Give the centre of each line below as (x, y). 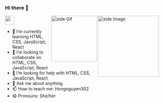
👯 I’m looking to (28, 52)
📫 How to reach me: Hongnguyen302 (51, 89)
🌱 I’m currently (27, 32)
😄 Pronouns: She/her (34, 96)
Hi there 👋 (17, 8)
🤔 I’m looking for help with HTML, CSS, (51, 73)
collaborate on (27, 58)
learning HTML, (28, 37)
